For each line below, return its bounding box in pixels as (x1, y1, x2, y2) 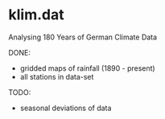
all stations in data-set (19, 72, 94, 81)
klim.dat (8, 6, 64, 24)
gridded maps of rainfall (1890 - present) (19, 63, 155, 73)
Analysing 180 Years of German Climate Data (8, 32, 158, 42)
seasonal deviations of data (19, 103, 112, 113)
